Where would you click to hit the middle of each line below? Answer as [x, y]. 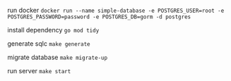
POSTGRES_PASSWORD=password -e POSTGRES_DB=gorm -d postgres [99, 17]
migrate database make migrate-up [58, 57]
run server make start [39, 71]
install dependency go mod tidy [53, 30]
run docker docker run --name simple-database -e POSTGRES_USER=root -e [116, 10]
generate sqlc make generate [49, 44]
